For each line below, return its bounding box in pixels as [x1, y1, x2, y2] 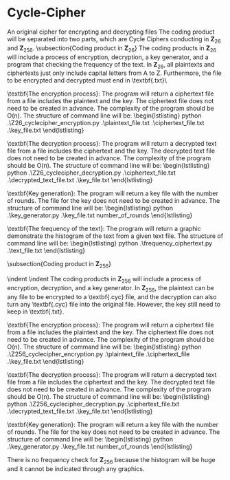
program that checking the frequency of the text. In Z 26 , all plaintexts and [7, 60, 215, 70]
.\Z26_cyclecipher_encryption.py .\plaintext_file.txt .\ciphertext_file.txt [7, 119, 205, 127]
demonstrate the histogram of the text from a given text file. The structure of [7, 232, 224, 240]
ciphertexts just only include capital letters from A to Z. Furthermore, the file [7, 69, 222, 77]
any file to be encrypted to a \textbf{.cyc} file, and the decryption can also [7, 292, 217, 301]
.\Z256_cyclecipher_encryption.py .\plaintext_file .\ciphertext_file [7, 349, 190, 358]
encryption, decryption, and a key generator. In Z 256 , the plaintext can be [7, 283, 214, 294]
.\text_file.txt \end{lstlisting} [7, 246, 86, 255]
